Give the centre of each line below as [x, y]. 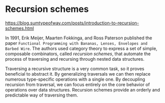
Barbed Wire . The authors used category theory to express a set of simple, [81, 48]
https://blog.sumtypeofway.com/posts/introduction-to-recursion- [72, 23]
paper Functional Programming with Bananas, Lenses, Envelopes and [76, 43]
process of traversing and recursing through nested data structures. [75, 59]
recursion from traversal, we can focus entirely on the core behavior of [78, 84]
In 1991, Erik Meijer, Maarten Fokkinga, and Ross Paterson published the [79, 38]
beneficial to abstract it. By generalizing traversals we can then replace [78, 74]
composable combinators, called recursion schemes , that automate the [78, 54]
